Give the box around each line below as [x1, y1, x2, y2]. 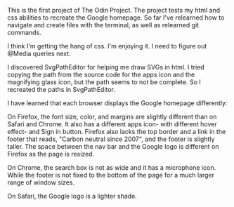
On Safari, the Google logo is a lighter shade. [7, 192, 137, 200]
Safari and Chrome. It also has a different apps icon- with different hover [7, 120, 217, 128]
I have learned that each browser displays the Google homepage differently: [7, 99, 228, 107]
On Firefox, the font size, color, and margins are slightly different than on [7, 112, 217, 121]
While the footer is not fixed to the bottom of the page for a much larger [7, 171, 215, 179]
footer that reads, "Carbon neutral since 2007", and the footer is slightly [7, 135, 215, 143]
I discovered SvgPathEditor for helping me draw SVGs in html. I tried [7, 63, 205, 71]
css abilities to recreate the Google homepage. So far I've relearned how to [7, 13, 225, 22]
